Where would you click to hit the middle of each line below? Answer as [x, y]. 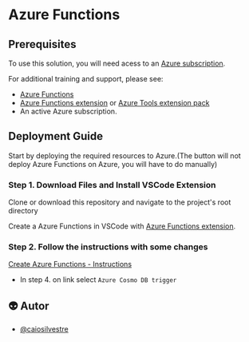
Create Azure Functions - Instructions [70, 264]
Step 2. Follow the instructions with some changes [108, 247]
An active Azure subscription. [68, 111]
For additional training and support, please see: [86, 79]
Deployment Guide [56, 136]
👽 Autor [29, 306]
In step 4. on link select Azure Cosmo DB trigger [98, 280]
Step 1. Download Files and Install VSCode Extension [112, 185]
